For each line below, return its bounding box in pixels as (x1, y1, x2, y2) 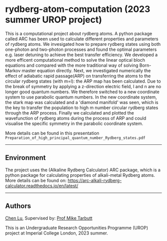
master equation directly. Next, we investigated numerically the (21, 67, 151, 73)
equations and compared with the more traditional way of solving (5, 62, 139, 68)
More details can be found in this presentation (5, 130, 99, 136)
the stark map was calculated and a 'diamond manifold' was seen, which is (5, 99, 159, 105)
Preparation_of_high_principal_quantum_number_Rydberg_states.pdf (5, 135, 146, 140)
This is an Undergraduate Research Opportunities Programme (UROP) (5, 225, 148, 231)
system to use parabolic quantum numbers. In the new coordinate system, (5, 94, 158, 100)
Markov (5, 67, 21, 73)
